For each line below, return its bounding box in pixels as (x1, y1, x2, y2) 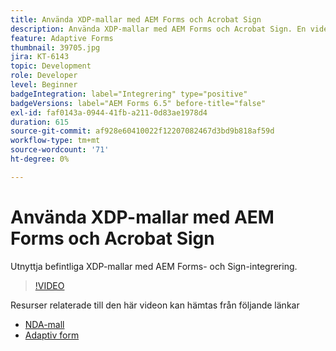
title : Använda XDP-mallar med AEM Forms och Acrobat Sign (10, 14, 262, 25)
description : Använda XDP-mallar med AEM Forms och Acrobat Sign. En (10, 24, 307, 34)
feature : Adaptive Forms (10, 33, 114, 43)
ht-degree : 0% (10, 154, 70, 164)
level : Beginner (10, 80, 78, 90)
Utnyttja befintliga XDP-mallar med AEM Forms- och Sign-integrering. (10, 260, 298, 272)
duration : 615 (10, 117, 70, 127)
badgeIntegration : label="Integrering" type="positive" (10, 89, 248, 99)
